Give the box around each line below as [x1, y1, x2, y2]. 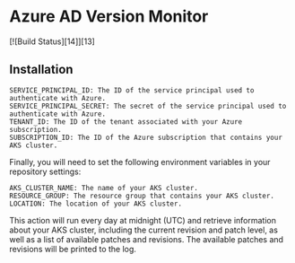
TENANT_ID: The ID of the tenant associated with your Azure [9, 117, 243, 127]
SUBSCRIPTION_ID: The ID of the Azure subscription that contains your [9, 133, 282, 142]
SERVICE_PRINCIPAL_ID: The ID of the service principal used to [9, 85, 255, 95]
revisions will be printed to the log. [9, 243, 137, 254]
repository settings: [9, 166, 82, 177]
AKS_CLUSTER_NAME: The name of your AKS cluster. [9, 183, 199, 192]
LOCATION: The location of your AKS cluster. [9, 199, 182, 208]
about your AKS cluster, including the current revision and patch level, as [9, 224, 278, 235]
